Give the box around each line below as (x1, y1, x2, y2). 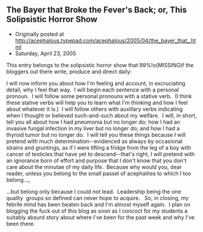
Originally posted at (15, 30, 64, 38)
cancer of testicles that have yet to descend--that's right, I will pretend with (6, 150, 195, 157)
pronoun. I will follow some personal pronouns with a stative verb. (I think (6, 92, 192, 99)
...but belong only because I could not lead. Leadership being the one (6, 188, 182, 195)
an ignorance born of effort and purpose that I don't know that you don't (6, 157, 187, 164)
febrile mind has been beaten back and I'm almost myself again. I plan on (6, 201, 191, 208)
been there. (6, 220, 35, 227)
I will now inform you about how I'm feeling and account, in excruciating (6, 79, 186, 87)
